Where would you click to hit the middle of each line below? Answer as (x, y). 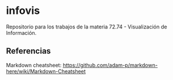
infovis (23, 11)
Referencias (29, 51)
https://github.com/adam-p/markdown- (110, 65)
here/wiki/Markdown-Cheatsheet (46, 71)
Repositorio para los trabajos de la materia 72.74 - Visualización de (87, 27)
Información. (21, 32)
